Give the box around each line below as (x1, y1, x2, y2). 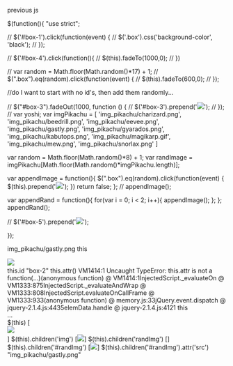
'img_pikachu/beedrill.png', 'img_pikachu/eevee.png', (7, 118, 160, 125)
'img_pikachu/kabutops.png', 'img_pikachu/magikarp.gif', (7, 132, 171, 140)
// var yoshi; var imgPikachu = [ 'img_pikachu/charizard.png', (7, 110, 182, 118)
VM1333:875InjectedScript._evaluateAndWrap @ (7, 282, 147, 289)
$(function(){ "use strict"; (7, 20, 80, 27)
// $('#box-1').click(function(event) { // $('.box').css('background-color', (7, 33, 213, 41)
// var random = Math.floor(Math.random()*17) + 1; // (7, 68, 159, 75)
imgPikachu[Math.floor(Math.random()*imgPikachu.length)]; (7, 160, 180, 169)
